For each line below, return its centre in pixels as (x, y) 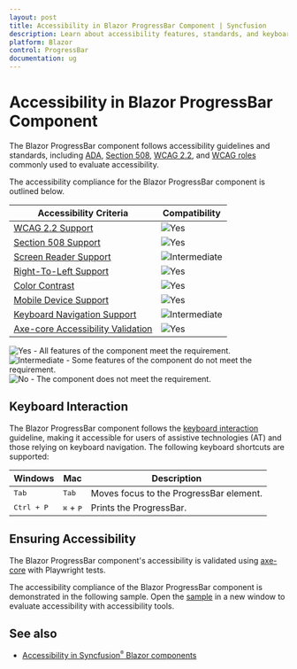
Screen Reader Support (62, 256)
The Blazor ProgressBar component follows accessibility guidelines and (140, 145)
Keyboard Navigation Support (75, 314)
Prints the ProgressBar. (139, 508)
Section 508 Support (57, 242)
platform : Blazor (41, 42)
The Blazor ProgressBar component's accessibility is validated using (134, 560)
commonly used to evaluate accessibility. (84, 164)
